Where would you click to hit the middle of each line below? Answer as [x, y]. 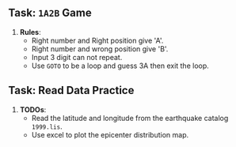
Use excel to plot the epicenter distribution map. [110, 134]
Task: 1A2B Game [50, 13]
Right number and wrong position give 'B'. [100, 49]
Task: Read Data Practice [71, 90]
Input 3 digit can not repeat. [77, 57]
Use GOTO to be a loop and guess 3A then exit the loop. [120, 66]
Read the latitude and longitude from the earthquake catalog [130, 118]
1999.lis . [47, 126]
